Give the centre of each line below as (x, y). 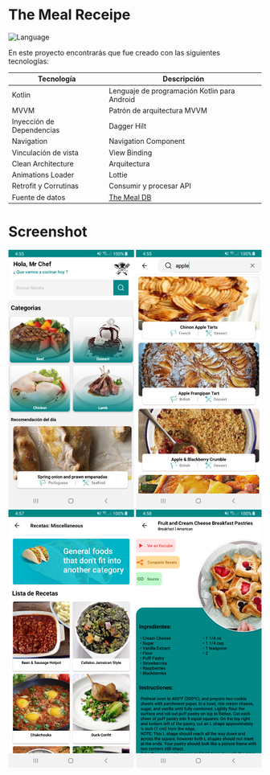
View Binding (130, 152)
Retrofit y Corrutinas (45, 186)
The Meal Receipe (70, 15)
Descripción (184, 79)
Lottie (118, 175)
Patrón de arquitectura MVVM (157, 110)
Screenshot (48, 232)
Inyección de (33, 121)
